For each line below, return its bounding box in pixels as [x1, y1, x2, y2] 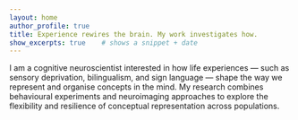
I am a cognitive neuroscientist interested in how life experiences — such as [9, 63, 290, 73]
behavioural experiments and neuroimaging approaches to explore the [9, 91, 268, 102]
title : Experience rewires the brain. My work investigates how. [9, 30, 258, 39]
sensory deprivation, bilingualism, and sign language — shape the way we [9, 73, 283, 83]
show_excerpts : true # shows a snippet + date [9, 38, 199, 47]
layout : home [9, 13, 58, 22]
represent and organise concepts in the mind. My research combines [9, 81, 264, 92]
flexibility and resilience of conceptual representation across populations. [9, 100, 280, 112]
